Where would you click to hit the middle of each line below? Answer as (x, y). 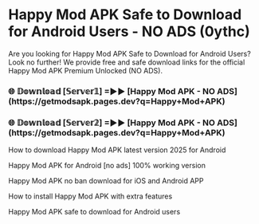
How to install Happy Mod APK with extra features (90, 196)
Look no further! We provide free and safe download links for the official (127, 62)
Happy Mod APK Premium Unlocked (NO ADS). (86, 70)
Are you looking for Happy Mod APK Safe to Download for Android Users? (129, 53)
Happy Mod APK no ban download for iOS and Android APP (106, 181)
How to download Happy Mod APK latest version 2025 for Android (117, 150)
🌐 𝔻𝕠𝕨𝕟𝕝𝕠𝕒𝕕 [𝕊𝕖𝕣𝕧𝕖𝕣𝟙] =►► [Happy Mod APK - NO (112, 91)
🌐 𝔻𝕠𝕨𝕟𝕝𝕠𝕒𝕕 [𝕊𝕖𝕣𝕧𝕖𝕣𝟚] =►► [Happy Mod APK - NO (112, 123)
